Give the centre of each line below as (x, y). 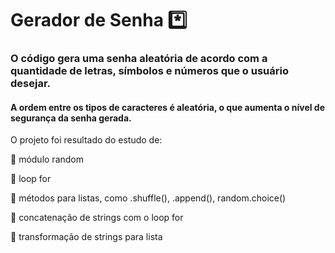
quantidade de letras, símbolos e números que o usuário (150, 71)
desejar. (30, 84)
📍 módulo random (47, 159)
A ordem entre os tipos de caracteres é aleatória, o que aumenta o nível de (168, 107)
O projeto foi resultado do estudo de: (86, 140)
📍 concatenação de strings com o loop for (97, 218)
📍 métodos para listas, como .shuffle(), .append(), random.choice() (148, 198)
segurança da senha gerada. (71, 118)
